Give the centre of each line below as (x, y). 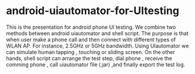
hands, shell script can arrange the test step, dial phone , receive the (89, 58)
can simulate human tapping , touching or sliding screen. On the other (90, 52)
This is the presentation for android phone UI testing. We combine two (91, 27)
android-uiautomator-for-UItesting (93, 11)
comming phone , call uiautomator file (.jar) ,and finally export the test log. (96, 64)
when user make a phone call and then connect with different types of (91, 39)
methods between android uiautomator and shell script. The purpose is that (97, 33)
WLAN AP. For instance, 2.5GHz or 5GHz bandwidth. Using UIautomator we (97, 46)
